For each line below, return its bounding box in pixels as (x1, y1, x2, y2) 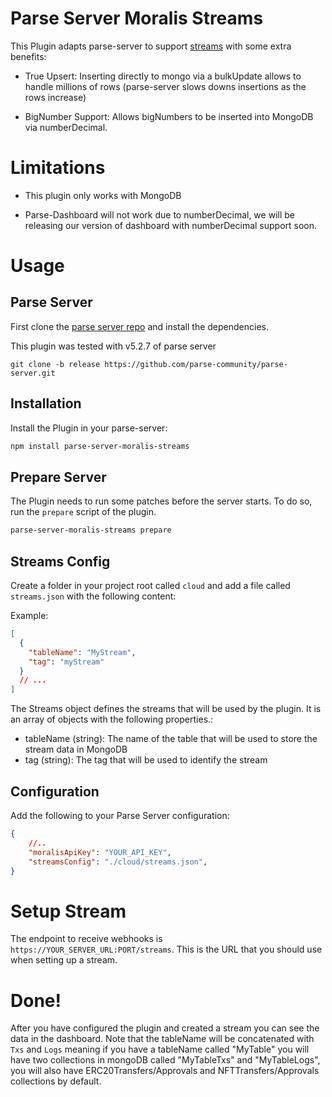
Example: (10, 610, 49, 622)
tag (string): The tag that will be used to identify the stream (24, 754, 268, 766)
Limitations (10, 157, 106, 179)
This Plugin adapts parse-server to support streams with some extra (10, 40, 292, 52)
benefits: (10, 50, 47, 62)
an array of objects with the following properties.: (10, 713, 214, 726)
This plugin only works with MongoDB (24, 189, 182, 201)
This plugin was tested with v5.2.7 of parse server (10, 340, 217, 352)
